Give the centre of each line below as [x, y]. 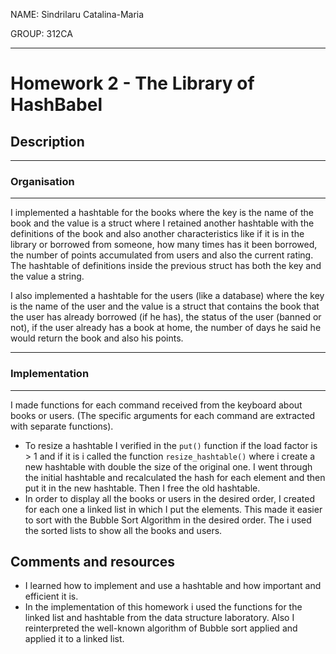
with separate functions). [62, 426]
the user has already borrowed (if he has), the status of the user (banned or [166, 317]
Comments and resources [93, 561]
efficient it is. [51, 596]
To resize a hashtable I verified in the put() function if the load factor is [171, 445]
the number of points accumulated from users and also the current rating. [162, 255]
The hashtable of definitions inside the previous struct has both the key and [166, 266]
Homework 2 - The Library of [132, 83]
